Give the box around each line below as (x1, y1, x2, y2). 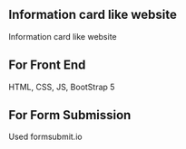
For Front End (8, 58, 86, 73)
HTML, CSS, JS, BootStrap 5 (8, 81, 115, 92)
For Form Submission (8, 107, 132, 123)
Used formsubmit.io (8, 131, 83, 143)
